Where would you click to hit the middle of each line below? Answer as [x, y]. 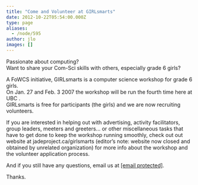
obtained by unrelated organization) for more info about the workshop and [97, 147]
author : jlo [21, 39]
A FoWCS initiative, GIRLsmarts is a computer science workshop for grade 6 [99, 79]
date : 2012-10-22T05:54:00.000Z [46, 17]
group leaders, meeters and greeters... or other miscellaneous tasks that [95, 129]
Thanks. [16, 177]
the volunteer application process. [48, 154]
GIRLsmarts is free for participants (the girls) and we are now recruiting [93, 104]
